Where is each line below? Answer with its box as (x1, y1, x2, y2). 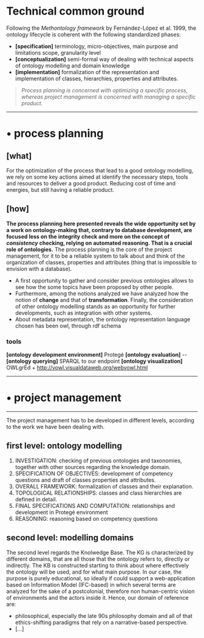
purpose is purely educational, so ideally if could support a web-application (6, 574, 195, 581)
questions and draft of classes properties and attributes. (15, 476, 156, 484)
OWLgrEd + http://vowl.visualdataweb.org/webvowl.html (6, 364, 148, 371)
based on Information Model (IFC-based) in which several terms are (6, 581, 176, 588)
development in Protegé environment (15, 509, 108, 516)
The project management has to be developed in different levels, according (6, 416, 194, 424)
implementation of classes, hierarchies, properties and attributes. (15, 75, 178, 82)
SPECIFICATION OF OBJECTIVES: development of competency (15, 470, 173, 477)
